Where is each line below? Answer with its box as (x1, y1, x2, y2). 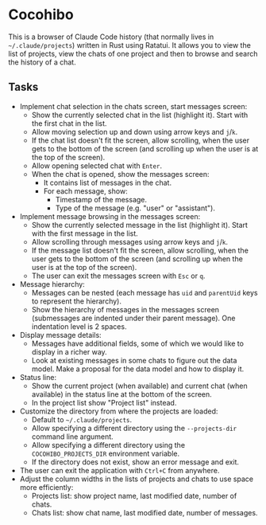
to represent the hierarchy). (31, 296, 121, 306)
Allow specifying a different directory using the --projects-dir (31, 423, 237, 433)
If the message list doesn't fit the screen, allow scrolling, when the (31, 245, 249, 255)
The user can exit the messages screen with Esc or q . (31, 271, 206, 280)
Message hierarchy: (19, 279, 85, 288)
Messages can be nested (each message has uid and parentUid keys (31, 288, 258, 297)
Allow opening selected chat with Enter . (31, 161, 163, 170)
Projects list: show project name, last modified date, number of (31, 491, 237, 500)
